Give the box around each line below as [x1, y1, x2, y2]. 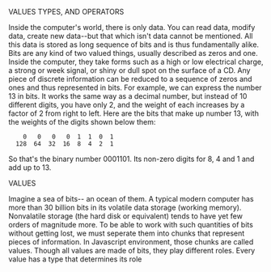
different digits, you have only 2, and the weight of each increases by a [8, 100, 245, 109]
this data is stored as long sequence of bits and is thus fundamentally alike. [8, 40, 260, 49]
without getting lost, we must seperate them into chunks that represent [8, 228, 245, 238]
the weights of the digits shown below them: [8, 117, 156, 126]
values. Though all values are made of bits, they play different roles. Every [8, 246, 256, 255]
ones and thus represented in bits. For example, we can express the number [8, 83, 262, 92]
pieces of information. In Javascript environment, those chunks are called [8, 237, 254, 246]
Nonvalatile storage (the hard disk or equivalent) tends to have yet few [8, 211, 243, 221]
